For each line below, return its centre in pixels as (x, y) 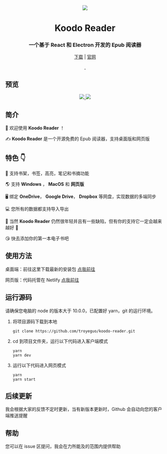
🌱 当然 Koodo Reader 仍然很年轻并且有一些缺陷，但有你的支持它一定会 (79, 221)
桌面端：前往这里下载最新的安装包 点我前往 (50, 269)
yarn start (24, 379)
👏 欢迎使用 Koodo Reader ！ (35, 128)
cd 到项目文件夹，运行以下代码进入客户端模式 (60, 341)
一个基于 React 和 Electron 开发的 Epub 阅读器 (85, 45)
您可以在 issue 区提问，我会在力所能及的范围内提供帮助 (63, 446)
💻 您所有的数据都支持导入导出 (37, 209)
